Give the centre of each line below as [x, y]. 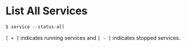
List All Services [47, 11]
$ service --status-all [35, 27]
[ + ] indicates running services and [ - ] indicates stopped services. [93, 37]
